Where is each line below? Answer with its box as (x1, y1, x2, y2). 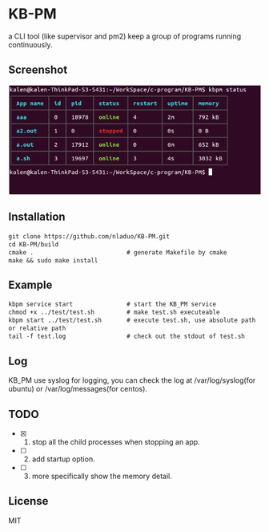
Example (8, 278, 53, 292)
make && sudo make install (8, 256, 98, 265)
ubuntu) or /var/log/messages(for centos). (8, 384, 148, 394)
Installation (8, 210, 66, 224)
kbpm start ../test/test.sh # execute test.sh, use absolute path (8, 316, 256, 325)
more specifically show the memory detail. (31, 471, 172, 481)
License (8, 494, 49, 508)
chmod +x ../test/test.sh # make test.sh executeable (8, 308, 220, 317)
